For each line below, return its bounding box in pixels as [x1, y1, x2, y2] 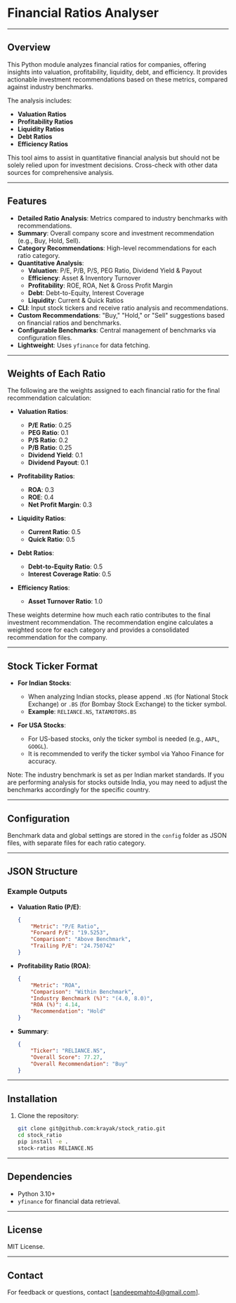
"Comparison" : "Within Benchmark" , [30, 988, 135, 995]
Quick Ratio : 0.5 [27, 536, 76, 544]
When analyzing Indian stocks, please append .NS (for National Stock [27, 692, 228, 701]
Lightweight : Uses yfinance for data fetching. [17, 341, 150, 349]
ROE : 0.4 [27, 493, 54, 502]
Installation [7, 1093, 58, 1105]
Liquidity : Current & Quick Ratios [27, 296, 124, 304]
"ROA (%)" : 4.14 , [30, 1001, 81, 1009]
